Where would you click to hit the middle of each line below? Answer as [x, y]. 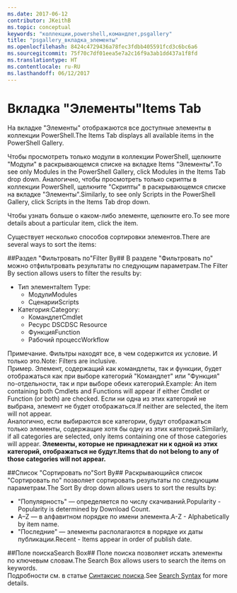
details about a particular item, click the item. [73, 223]
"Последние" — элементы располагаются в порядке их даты [110, 532]
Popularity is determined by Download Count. [84, 509]
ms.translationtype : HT [42, 60]
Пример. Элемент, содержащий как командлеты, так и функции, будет [115, 369]
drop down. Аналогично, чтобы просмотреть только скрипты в [102, 179]
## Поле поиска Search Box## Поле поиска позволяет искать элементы [115, 553]
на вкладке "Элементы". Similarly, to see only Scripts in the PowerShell [111, 194]
